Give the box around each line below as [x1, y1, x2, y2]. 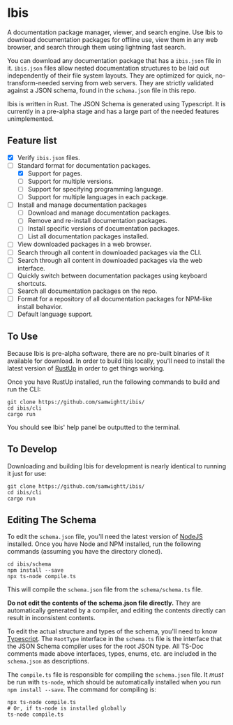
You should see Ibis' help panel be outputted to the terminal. [7, 423, 181, 431]
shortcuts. [17, 279, 47, 287]
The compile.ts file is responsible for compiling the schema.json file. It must [7, 670, 224, 679]
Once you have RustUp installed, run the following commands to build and [7, 378, 220, 386]
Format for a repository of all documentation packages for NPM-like [17, 294, 213, 303]
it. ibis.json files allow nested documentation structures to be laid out [7, 64, 209, 72]
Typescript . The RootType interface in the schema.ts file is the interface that [7, 635, 223, 643]
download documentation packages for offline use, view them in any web [7, 35, 218, 43]
